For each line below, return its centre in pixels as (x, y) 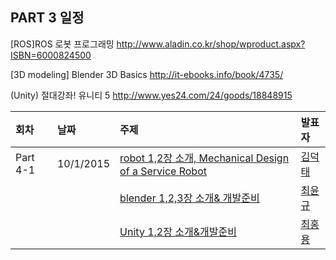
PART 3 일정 (47, 18)
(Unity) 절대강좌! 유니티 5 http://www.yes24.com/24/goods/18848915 (151, 95)
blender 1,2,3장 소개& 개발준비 (189, 198)
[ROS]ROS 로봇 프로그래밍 (62, 44)
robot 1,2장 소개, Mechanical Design (204, 158)
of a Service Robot (163, 171)
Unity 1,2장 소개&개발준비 (178, 231)
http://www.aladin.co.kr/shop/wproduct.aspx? (211, 44)
